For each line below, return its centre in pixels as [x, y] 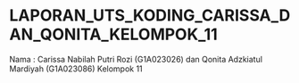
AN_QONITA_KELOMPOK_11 [114, 34]
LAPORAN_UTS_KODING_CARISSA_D [150, 16]
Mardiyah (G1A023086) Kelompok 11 [76, 69]
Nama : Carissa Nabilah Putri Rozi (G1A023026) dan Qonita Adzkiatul [136, 59]
